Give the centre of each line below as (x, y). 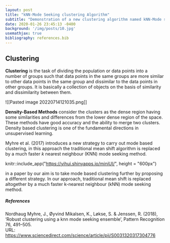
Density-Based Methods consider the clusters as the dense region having (83, 112)
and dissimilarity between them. (38, 92)
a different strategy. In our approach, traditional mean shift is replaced (78, 179)
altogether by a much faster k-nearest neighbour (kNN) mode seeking (78, 184)
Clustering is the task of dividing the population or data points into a (76, 71)
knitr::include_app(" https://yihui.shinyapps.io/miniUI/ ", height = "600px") (81, 163)
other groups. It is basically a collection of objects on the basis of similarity (83, 87)
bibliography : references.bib (37, 38)
